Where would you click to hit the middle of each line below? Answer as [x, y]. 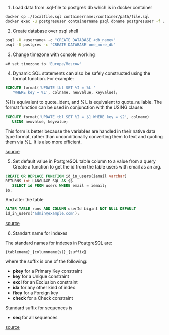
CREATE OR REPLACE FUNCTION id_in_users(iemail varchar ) [66, 176]
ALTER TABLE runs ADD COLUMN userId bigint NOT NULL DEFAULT [71, 209]
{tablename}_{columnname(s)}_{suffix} [46, 252]
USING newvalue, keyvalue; [40, 122]
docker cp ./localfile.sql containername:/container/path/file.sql [77, 17]
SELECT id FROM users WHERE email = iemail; [59, 185]
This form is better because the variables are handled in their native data [80, 131]
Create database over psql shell [46, 31]
